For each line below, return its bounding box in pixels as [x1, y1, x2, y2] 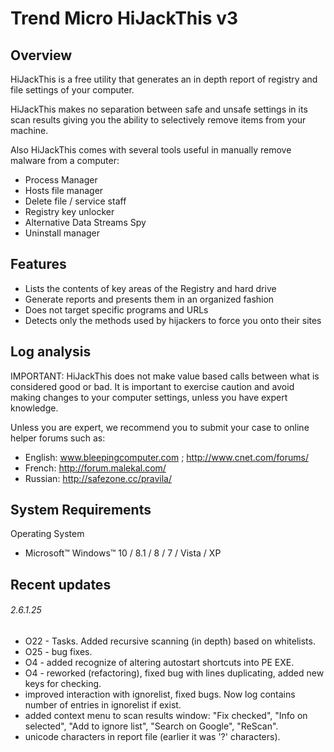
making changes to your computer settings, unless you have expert [10, 391, 288, 403]
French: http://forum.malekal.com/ [24, 462, 167, 474]
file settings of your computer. [10, 84, 135, 96]
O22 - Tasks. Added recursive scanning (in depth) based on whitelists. [24, 635, 316, 647]
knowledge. [10, 402, 59, 414]
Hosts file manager [24, 185, 104, 196]
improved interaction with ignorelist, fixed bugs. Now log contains [24, 688, 296, 701]
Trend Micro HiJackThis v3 [10, 7, 239, 30]
